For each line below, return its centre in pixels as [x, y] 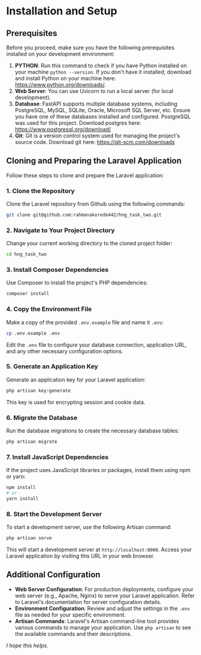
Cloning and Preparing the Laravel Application [94, 161]
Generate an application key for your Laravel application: [76, 380]
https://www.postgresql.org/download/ [63, 129]
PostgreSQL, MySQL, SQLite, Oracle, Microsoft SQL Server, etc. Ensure [103, 110]
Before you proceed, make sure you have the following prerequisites [90, 47]
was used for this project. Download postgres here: [78, 123]
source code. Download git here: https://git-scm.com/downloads [95, 142]
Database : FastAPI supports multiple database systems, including [96, 104]
